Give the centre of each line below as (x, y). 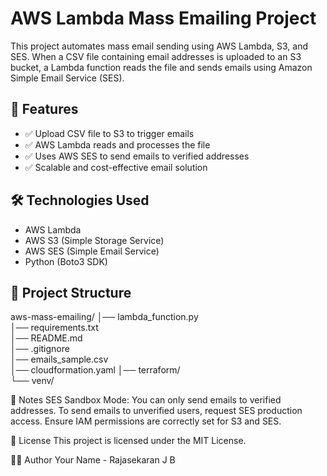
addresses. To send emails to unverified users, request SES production (156, 411)
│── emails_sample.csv (59, 359)
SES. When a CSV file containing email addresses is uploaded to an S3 (156, 56)
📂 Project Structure (71, 292)
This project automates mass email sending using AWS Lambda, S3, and (159, 46)
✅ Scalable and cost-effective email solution (116, 167)
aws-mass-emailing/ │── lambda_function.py (104, 317)
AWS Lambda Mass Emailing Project (163, 18)
